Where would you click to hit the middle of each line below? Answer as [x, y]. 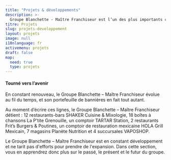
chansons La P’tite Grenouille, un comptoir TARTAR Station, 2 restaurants [82, 121]
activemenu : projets [27, 48]
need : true [21, 62]
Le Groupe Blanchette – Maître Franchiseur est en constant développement [84, 141]
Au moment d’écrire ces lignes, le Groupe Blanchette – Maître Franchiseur [82, 110]
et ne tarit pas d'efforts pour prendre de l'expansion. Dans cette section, [81, 147]
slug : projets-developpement [36, 29]
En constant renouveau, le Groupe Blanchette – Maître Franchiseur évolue [82, 94]
